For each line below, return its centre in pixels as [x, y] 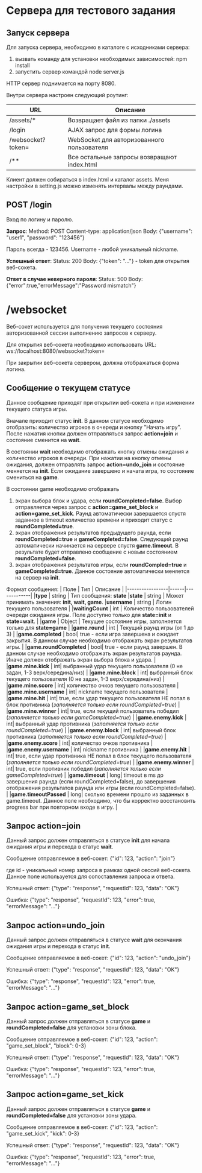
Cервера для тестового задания [91, 11]
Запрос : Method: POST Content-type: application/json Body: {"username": [99, 231]
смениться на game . [32, 477]
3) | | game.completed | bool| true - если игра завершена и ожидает [93, 634]
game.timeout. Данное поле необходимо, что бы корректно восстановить [101, 800]
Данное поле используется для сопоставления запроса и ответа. [91, 877]
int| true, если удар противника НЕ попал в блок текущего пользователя [99, 756]
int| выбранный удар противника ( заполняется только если [83, 724]
